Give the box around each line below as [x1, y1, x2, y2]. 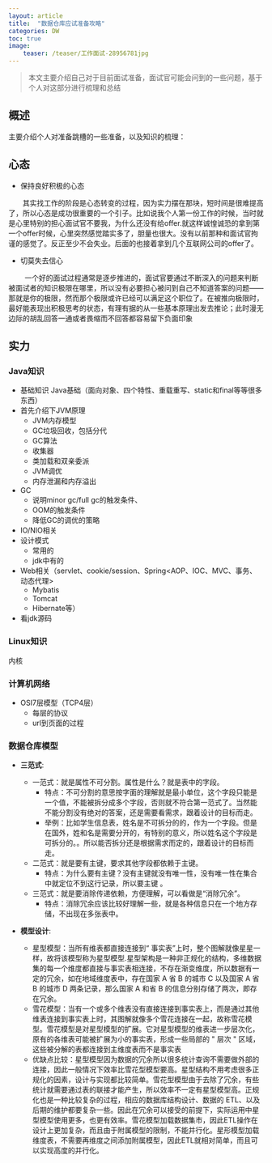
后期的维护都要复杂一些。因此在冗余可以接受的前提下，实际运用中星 [32, 1106, 260, 1115]
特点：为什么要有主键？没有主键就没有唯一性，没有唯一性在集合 [44, 868, 257, 878]
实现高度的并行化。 [39, 1146, 104, 1156]
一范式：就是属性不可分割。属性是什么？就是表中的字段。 [32, 778, 224, 787]
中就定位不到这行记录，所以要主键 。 [44, 879, 168, 889]
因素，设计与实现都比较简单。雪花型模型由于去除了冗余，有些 [53, 1075, 260, 1084]
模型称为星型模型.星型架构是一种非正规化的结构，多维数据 [67, 953, 261, 963]
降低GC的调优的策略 [32, 516, 100, 525]
